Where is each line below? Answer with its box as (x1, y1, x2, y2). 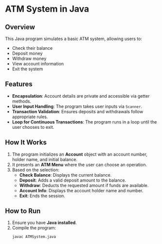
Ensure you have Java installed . (12, 220, 77, 225)
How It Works (5, 138, 47, 147)
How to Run (5, 207, 41, 215)
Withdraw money (12, 56, 47, 61)
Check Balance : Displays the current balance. (19, 172, 112, 178)
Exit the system (12, 66, 43, 72)
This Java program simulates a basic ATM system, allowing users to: (5, 36, 143, 41)
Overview (5, 23, 36, 31)
